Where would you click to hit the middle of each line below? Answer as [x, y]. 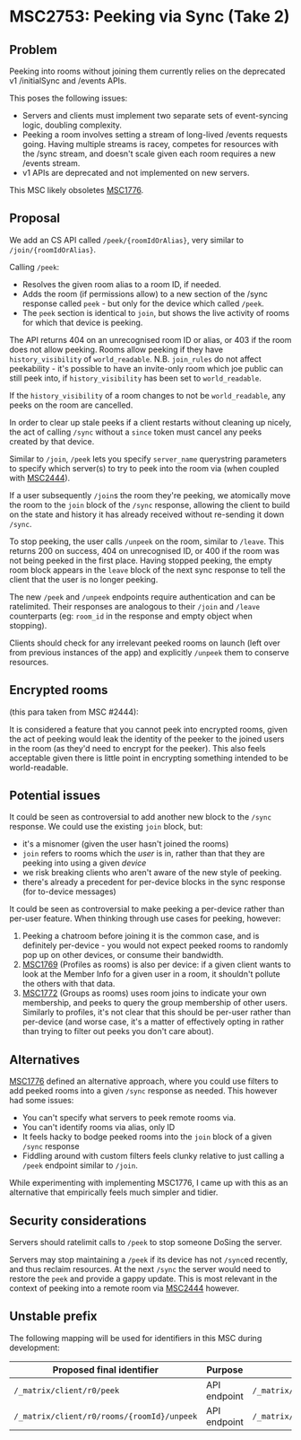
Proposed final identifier [106, 1369]
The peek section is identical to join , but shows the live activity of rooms [155, 312]
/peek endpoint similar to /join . [80, 1165]
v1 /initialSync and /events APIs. [68, 81]
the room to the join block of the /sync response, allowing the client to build [150, 505]
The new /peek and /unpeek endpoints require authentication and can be [142, 597]
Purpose [224, 1369]
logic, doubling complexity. [72, 125]
